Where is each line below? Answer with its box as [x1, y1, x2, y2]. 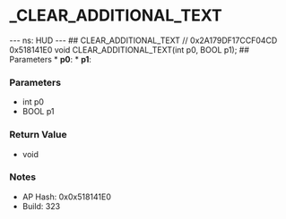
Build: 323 [22, 200, 61, 211]
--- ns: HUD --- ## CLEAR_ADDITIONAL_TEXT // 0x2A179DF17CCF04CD [9, 35, 278, 46]
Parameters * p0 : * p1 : [9, 54, 92, 64]
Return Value [9, 129, 67, 141]
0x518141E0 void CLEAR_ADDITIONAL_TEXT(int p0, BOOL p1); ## [9, 44, 249, 55]
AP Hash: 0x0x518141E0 [22, 191, 112, 202]
